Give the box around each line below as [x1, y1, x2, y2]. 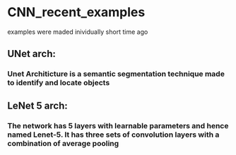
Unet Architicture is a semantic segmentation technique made [7, 69, 225, 79]
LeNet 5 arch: [7, 99, 69, 111]
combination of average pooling [7, 138, 119, 148]
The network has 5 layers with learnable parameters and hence [7, 120, 229, 130]
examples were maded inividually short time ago [7, 27, 148, 36]
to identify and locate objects [7, 78, 110, 88]
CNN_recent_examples [7, 4, 146, 20]
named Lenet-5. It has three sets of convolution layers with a [7, 130, 220, 139]
